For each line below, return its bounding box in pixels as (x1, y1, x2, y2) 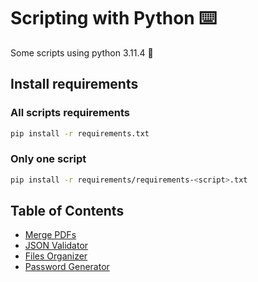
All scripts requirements (10, 106, 130, 120)
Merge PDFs (24, 229, 77, 241)
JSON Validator (24, 240, 89, 252)
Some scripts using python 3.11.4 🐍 (10, 46, 154, 59)
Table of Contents (10, 203, 125, 220)
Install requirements (10, 76, 139, 93)
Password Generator (24, 261, 110, 273)
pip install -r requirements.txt (10, 128, 150, 139)
